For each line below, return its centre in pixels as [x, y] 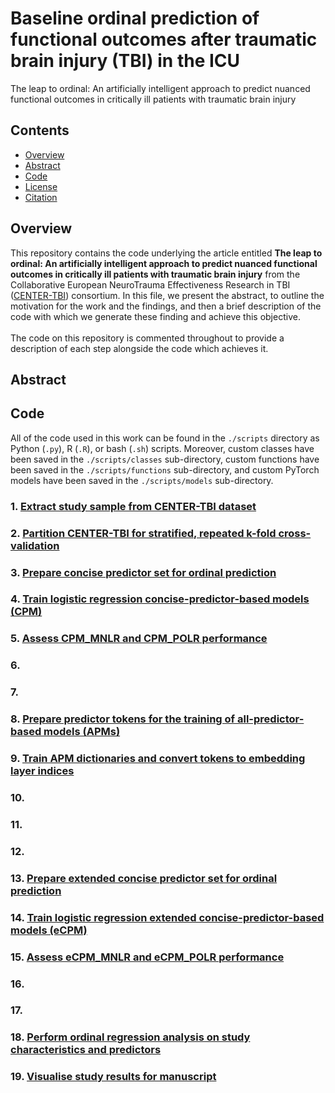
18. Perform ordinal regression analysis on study [130, 1037]
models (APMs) [82, 732]
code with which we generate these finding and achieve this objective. [155, 316]
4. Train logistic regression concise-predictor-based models [160, 599]
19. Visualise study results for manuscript [113, 1077]
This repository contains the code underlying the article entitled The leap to [166, 253]
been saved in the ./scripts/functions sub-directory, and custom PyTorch [165, 469]
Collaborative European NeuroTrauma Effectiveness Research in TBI [150, 284]
